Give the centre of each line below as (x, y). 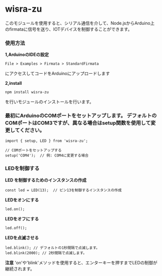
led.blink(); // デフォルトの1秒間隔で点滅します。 (52, 248)
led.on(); (15, 209)
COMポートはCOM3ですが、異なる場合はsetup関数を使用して (78, 123)
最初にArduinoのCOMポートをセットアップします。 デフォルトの (81, 116)
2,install (13, 83)
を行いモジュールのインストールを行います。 (49, 102)
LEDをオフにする (22, 218)
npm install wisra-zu (27, 92)
